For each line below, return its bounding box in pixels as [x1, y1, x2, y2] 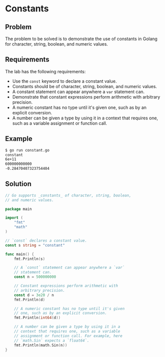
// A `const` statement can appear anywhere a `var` [14, 265, 125, 270]
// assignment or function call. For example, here [14, 333, 123, 338]
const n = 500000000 [14, 274, 56, 280]
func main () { [5, 252, 35, 256]
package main [5, 206, 32, 211]
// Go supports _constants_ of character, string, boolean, [5, 193, 132, 198]
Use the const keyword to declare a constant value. [12, 78, 117, 84]
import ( [5, 215, 23, 220]
